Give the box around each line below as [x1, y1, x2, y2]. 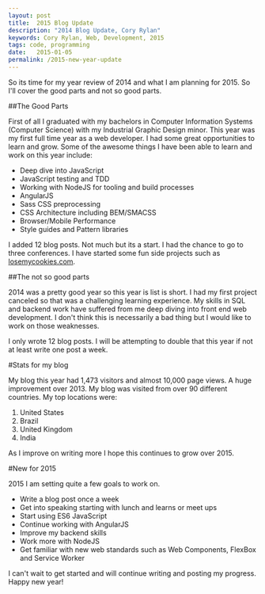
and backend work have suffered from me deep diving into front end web [8, 304, 248, 314]
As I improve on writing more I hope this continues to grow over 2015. [8, 448, 235, 458]
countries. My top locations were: [8, 392, 118, 402]
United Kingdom [19, 425, 74, 434]
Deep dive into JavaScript [19, 166, 104, 175]
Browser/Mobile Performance [19, 215, 116, 226]
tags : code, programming [8, 41, 90, 49]
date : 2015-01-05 [8, 48, 73, 56]
